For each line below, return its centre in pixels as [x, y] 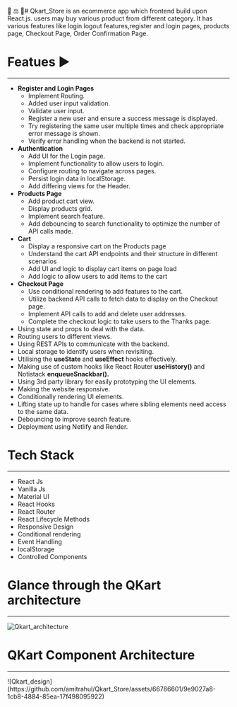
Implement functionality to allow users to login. [96, 163]
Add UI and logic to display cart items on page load [103, 268]
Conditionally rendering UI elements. [71, 396]
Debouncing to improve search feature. [74, 419]
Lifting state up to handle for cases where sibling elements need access [122, 404]
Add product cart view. [61, 201]
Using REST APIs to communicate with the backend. [93, 344]
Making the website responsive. [64, 389]
